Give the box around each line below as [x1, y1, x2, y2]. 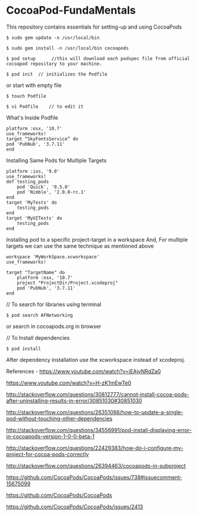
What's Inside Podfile [6, 114, 58, 121]
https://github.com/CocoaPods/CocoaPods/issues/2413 [6, 503, 143, 510]
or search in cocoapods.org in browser [6, 323, 102, 330]
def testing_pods [6, 179, 49, 184]
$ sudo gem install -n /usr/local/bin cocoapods [6, 45, 129, 51]
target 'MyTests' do [6, 199, 58, 205]
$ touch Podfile [6, 93, 46, 99]
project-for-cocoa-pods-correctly [6, 451, 89, 458]
